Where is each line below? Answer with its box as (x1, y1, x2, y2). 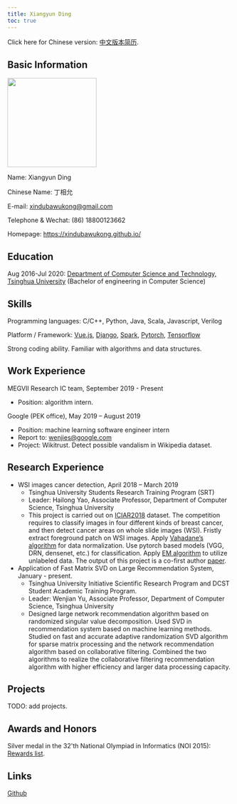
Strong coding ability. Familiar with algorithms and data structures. (7, 344, 202, 353)
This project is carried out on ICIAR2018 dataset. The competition (28, 511, 221, 519)
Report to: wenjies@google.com (17, 433, 112, 441)
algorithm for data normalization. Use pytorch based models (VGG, (28, 541, 224, 550)
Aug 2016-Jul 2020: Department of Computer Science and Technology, (7, 269, 217, 278)
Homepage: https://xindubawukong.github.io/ (7, 230, 141, 238)
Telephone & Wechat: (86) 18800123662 (7, 216, 126, 225)
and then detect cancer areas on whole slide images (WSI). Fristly (28, 526, 222, 534)
